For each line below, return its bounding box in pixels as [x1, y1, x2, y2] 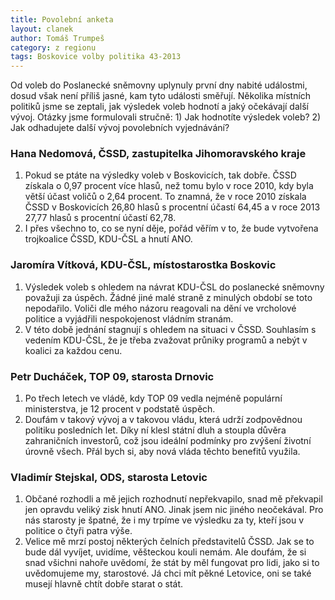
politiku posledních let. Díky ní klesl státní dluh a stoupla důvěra [24, 424, 287, 436]
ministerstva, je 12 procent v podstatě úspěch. [24, 403, 216, 415]
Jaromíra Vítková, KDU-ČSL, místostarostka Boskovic [10, 258, 277, 272]
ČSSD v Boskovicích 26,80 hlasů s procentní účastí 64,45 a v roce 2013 [24, 201, 321, 213]
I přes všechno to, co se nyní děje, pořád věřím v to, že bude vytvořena [24, 222, 319, 235]
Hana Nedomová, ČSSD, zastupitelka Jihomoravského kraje [10, 147, 307, 161]
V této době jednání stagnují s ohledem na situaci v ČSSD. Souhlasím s [24, 323, 317, 335]
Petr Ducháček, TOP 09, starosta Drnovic [10, 369, 215, 383]
